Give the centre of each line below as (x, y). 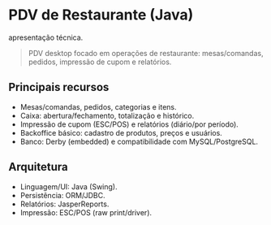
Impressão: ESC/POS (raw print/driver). (86, 212)
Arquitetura (38, 167)
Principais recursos (59, 87)
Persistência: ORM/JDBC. (62, 195)
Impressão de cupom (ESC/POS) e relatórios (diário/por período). (129, 124)
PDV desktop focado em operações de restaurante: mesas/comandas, (146, 53)
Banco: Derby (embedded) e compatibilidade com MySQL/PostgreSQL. (139, 141)
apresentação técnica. (46, 37)
